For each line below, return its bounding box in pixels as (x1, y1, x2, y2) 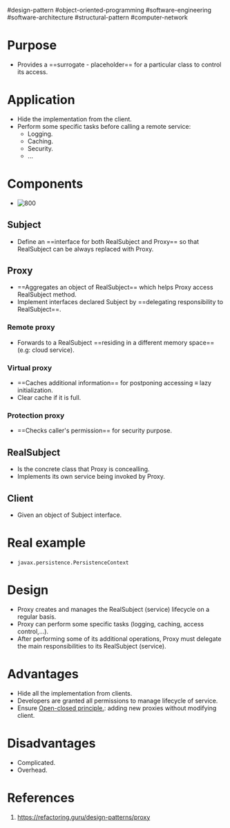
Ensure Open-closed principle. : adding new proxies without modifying (17, 703, 217, 712)
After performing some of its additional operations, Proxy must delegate (17, 634, 222, 643)
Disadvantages (7, 735, 96, 751)
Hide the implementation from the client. (17, 114, 133, 123)
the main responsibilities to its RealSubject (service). (17, 642, 167, 650)
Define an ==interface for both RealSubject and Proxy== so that (17, 237, 199, 245)
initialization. (17, 386, 53, 394)
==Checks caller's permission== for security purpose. (17, 426, 173, 435)
